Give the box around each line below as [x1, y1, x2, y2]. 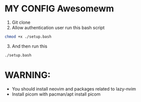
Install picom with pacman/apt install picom [11, 91, 101, 97]
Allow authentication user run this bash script [11, 24, 105, 30]
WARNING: [4, 69, 51, 81]
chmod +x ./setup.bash [4, 34, 52, 39]
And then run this [11, 43, 48, 49]
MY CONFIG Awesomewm [4, 3, 114, 14]
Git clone [11, 19, 31, 25]
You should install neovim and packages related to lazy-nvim [11, 86, 136, 92]
